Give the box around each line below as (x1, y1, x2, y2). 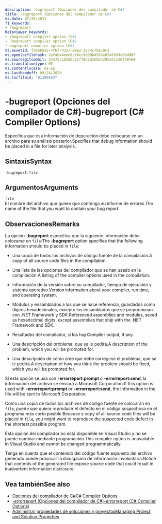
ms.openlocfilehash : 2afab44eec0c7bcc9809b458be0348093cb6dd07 (5, 52, 136, 57)
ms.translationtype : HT (5, 61, 53, 66)
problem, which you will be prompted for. (12, 346, 95, 352)
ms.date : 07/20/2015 (5, 16, 47, 21)
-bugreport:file (5, 170, 38, 175)
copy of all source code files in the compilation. (12, 258, 107, 263)
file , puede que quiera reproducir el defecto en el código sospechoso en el (5, 406, 157, 412)
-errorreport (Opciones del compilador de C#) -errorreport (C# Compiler (12, 498, 156, 504)
